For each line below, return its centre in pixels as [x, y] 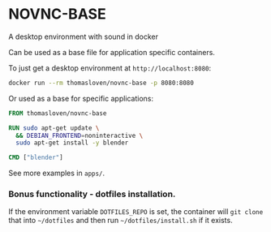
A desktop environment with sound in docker [84, 37]
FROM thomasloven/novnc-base [58, 113]
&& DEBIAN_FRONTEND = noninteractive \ [80, 135]
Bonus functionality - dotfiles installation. [92, 194]
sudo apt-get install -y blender [72, 143]
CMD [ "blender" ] [36, 158]
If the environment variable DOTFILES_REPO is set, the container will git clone [136, 212]
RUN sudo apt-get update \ [54, 128]
